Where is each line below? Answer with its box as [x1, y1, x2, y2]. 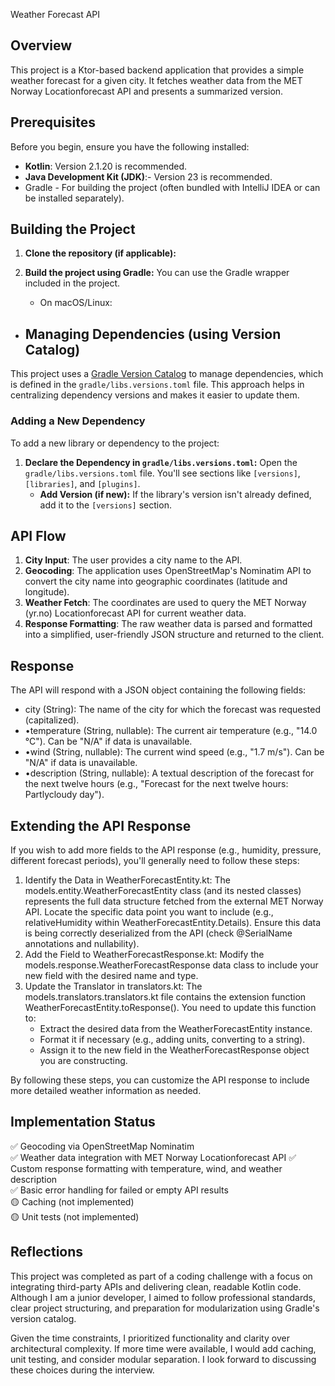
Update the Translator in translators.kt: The [24, 980, 203, 992]
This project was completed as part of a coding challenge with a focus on [10, 1270, 313, 1282]
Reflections [10, 1244, 84, 1261]
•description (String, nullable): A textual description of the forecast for [24, 767, 315, 779]
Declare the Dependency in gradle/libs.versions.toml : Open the [24, 456, 298, 468]
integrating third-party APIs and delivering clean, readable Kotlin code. [10, 1280, 302, 1293]
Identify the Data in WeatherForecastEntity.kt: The [24, 874, 232, 886]
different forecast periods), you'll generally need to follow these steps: [10, 854, 300, 866]
